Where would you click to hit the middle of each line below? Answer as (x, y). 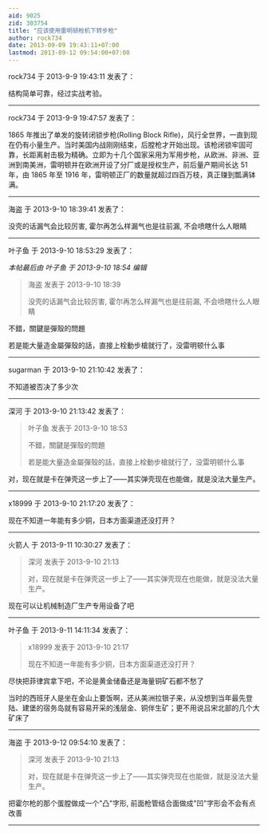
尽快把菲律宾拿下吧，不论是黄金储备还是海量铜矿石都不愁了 (106, 681)
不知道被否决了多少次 (43, 387)
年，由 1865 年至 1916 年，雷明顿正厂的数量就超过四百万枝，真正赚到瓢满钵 (132, 175)
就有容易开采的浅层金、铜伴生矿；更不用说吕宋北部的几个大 (162, 708)
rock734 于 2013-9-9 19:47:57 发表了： (73, 118)
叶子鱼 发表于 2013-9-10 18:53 (77, 428)
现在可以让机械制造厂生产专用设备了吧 (71, 606)
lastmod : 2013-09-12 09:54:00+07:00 (69, 53)
